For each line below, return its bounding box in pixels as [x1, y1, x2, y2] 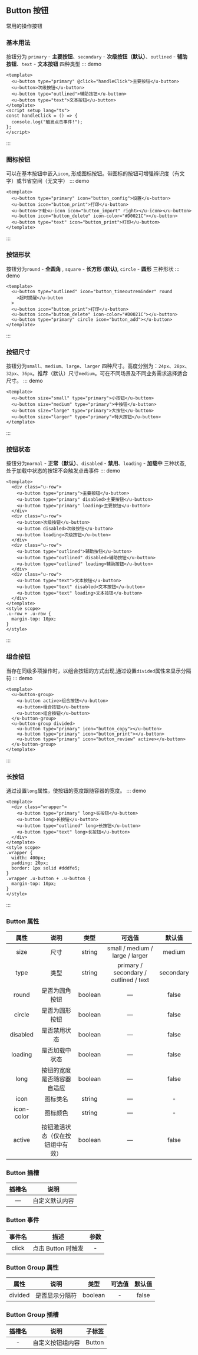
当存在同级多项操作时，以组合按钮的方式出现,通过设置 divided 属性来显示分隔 [6, 667, 192, 674]
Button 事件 [6, 1216, 39, 1224]
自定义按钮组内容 [32, 1338, 81, 1347]
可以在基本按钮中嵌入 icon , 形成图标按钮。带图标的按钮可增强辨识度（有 [6, 170, 180, 177]
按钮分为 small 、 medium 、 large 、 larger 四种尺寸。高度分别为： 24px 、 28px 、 [6, 362, 190, 369]
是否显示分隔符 [35, 1291, 77, 1300]
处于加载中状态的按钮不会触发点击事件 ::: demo [6, 467, 121, 474]
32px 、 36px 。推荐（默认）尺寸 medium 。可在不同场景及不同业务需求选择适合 [6, 370, 188, 376]
